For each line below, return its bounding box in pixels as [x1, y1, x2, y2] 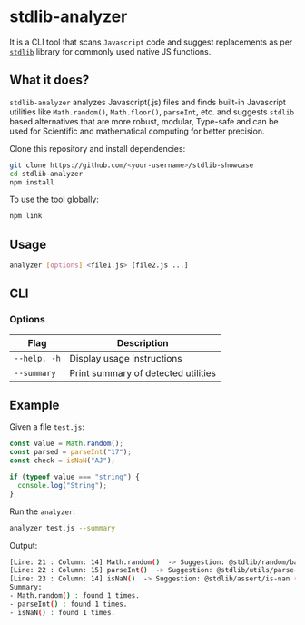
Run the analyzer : [9, 506, 75, 517]
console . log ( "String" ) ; [17, 481, 107, 490]
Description [116, 336, 170, 349]
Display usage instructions [69, 352, 182, 364]
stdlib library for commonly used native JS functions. [9, 45, 212, 56]
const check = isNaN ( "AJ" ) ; [9, 456, 116, 465]
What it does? [9, 73, 90, 88]
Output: [9, 540, 38, 551]
